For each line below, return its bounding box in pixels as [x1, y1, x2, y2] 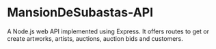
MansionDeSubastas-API [7, 5, 154, 20]
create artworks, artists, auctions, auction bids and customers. [7, 34, 183, 42]
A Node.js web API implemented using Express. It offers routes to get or [7, 27, 210, 35]
